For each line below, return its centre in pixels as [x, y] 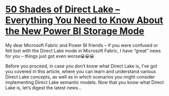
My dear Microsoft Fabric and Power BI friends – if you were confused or [82, 45]
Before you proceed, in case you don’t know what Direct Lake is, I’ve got [81, 66]
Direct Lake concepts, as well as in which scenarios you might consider [80, 77]
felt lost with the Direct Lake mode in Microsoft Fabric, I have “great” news [83, 51]
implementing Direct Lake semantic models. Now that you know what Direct [85, 82]
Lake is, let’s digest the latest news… [44, 87]
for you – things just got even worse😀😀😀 [50, 56]
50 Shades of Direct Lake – [63, 9]
